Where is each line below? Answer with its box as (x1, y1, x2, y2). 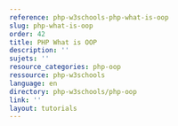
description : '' (9, 46, 69, 55)
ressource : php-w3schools (9, 71, 105, 80)
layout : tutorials (9, 104, 77, 113)
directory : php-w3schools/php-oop (9, 87, 138, 96)
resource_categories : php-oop (9, 63, 122, 72)
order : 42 (9, 29, 46, 38)
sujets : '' (9, 54, 50, 63)
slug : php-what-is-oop (9, 21, 93, 30)
